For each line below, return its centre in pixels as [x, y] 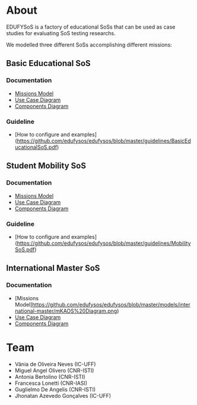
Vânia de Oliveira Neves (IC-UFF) [55, 364]
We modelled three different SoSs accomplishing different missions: [89, 45]
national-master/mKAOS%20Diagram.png [66, 311]
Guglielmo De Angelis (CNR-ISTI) [55, 389]
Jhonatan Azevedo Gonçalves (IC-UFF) [63, 395]
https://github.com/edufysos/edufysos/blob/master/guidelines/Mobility [104, 243]
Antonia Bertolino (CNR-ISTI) [50, 376]
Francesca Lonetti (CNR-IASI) [51, 383]
